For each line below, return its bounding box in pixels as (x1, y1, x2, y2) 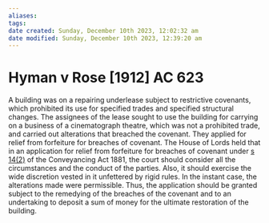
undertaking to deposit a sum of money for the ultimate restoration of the (8, 197, 250, 207)
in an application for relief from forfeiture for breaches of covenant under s (8, 146, 255, 156)
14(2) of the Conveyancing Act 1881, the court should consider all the (8, 155, 236, 164)
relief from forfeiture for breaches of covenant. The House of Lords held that (8, 138, 261, 148)
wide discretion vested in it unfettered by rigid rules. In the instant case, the (8, 172, 258, 181)
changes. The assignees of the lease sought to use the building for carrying (8, 112, 259, 122)
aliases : (8, 11, 38, 20)
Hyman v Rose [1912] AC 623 (8, 69, 204, 87)
